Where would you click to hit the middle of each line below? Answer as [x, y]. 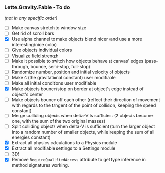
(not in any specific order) [31, 18]
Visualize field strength [35, 56]
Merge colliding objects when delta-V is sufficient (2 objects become [82, 115]
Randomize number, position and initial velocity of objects [71, 72]
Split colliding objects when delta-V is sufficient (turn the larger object [83, 127]
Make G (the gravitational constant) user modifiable [64, 77]
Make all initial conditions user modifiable [54, 83]
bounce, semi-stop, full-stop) [60, 66]
